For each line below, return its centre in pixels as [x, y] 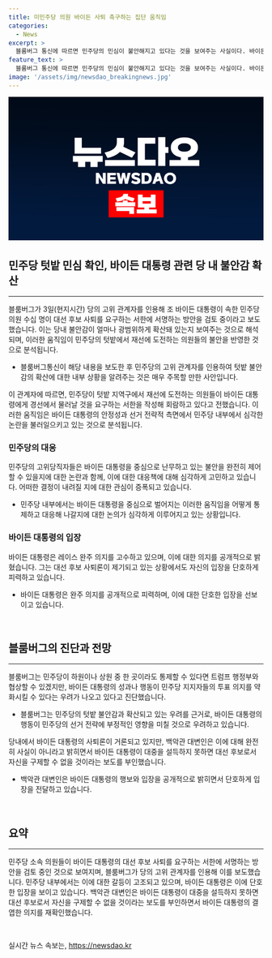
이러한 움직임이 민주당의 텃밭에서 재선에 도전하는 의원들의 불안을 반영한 [138, 340]
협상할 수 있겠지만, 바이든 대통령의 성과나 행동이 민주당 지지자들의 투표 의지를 [130, 687]
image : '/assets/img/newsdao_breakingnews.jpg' [90, 77]
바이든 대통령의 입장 [45, 538]
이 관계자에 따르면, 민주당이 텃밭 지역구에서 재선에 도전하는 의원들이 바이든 [126, 394]
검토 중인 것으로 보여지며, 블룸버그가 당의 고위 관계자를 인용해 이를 [128, 872]
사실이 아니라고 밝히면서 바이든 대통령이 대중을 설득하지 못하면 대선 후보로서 [137, 752]
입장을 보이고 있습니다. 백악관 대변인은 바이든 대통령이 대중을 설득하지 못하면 [138, 892]
